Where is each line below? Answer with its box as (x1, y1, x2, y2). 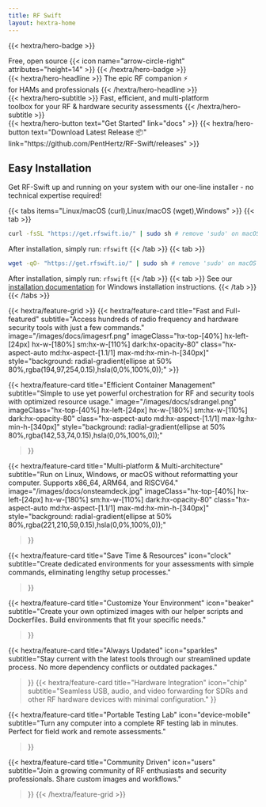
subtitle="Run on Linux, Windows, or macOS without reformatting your (8, 470, 238, 479)
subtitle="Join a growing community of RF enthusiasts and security (8, 766, 227, 775)
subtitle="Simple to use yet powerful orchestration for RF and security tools (8, 388, 255, 398)
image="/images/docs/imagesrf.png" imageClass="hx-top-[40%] (8, 332, 223, 341)
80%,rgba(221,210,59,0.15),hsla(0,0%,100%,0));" (8, 520, 166, 530)
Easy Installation (8, 161, 92, 175)
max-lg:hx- (221, 414, 257, 423)
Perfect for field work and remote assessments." (8, 727, 166, 737)
